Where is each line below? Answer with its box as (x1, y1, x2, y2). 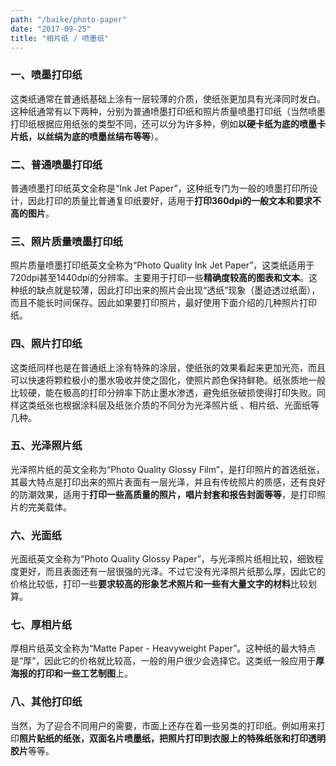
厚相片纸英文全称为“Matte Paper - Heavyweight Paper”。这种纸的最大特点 (10, 642, 317, 655)
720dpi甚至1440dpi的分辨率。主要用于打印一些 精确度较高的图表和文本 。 (10, 272, 309, 284)
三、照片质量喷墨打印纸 (10, 234, 123, 248)
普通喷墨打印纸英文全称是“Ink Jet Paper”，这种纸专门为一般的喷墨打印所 (10, 182, 310, 194)
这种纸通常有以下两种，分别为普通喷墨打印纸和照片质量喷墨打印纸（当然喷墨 (10, 105, 326, 117)
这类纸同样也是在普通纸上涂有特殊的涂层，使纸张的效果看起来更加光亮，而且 (10, 361, 326, 373)
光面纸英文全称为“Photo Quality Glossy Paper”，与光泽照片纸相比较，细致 (10, 553, 315, 565)
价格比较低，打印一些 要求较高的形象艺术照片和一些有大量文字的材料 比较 (10, 578, 308, 590)
